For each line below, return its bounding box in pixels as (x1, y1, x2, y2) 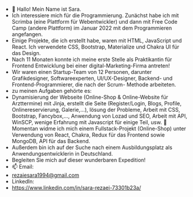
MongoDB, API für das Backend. (11, 138, 90, 144)
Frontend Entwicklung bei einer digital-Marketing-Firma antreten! (11, 62, 170, 69)
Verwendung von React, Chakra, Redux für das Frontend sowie (11, 131, 165, 138)
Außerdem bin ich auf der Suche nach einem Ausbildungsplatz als (11, 144, 173, 151)
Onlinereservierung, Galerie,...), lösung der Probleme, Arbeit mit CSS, (11, 106, 181, 113)
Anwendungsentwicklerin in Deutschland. (11, 150, 113, 157)
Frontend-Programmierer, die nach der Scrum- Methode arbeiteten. (11, 81, 176, 88)
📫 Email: (11, 163, 34, 170)
